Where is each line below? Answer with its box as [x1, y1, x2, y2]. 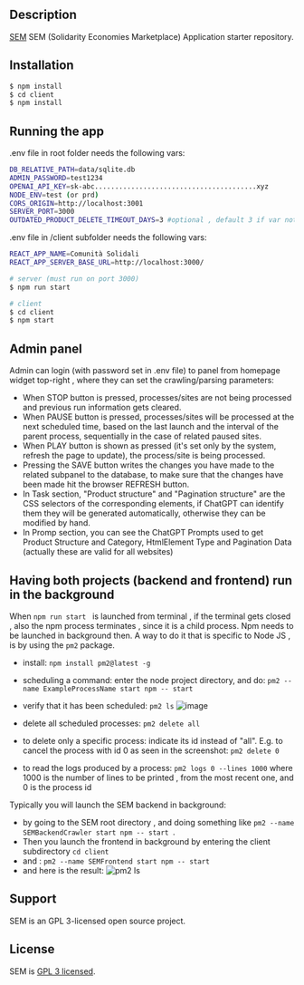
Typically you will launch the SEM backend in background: [9, 799, 226, 810]
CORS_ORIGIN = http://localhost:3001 [9, 198, 144, 208]
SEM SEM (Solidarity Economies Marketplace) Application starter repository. [9, 31, 294, 42]
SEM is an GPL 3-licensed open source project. [9, 915, 186, 926]
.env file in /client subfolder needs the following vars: [9, 232, 207, 243]
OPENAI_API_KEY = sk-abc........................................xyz [9, 181, 270, 191]
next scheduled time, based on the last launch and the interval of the [22, 421, 279, 432]
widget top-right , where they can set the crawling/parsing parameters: [9, 375, 274, 386]
